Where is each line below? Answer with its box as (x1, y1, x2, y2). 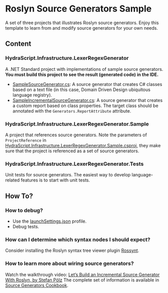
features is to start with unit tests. (21, 177, 91, 183)
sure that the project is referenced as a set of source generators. (5, 148, 139, 154)
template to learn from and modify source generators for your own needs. (5, 25, 158, 31)
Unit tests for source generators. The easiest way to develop (5, 172, 131, 178)
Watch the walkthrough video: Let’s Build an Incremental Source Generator (5, 271, 160, 277)
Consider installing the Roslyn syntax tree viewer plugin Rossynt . (5, 247, 139, 254)
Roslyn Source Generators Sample (5, 3, 152, 15)
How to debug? (5, 207, 43, 214)
